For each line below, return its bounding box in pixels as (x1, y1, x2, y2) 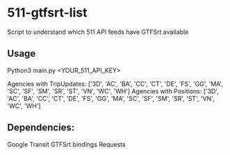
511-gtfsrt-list (7, 5, 88, 21)
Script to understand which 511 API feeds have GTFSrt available (7, 28, 189, 36)
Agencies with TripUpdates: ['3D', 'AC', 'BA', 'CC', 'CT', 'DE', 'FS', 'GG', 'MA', (7, 80, 224, 88)
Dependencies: (7, 122, 75, 134)
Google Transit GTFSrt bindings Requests (7, 140, 126, 148)
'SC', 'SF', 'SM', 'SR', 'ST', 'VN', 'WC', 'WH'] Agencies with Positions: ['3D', (7, 86, 219, 95)
